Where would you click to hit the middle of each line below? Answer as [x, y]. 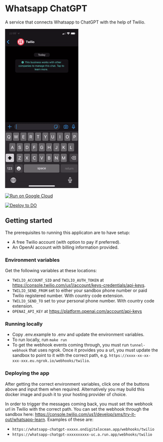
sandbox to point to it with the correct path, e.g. [60, 355]
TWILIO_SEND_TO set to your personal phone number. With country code [83, 301]
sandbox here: [20, 414]
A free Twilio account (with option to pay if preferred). [66, 242]
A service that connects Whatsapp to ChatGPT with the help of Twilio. [75, 22]
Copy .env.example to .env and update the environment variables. [78, 335]
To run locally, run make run [40, 340]
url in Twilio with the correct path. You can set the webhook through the [77, 409]
